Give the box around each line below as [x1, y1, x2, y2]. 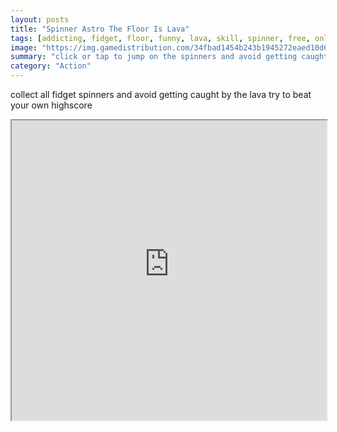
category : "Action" [10, 61, 92, 71]
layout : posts [10, 14, 70, 25]
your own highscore [10, 99, 93, 111]
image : [10, 42, 38, 53]
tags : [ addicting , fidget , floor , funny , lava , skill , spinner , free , [10, 33, 311, 43]
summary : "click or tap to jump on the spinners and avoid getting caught [10, 52, 329, 62]
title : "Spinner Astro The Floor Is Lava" [10, 24, 190, 34]
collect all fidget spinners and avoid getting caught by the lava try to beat [10, 89, 312, 100]
